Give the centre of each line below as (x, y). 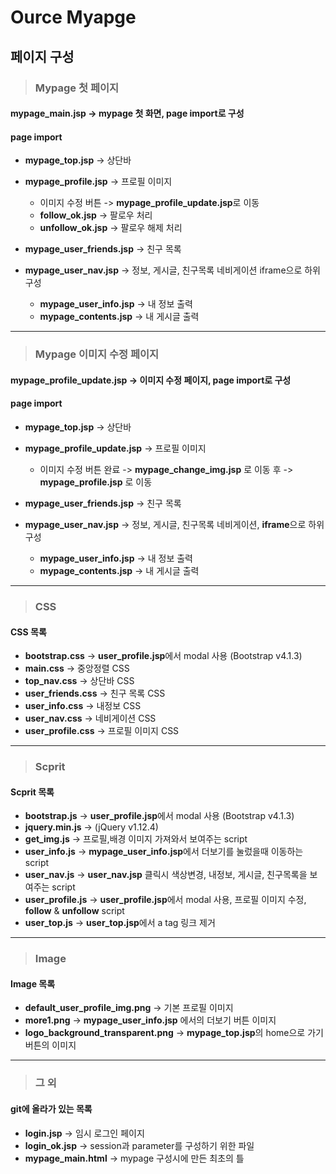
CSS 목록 (28, 632)
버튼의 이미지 (50, 1045)
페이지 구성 (42, 56)
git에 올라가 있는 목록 (51, 1108)
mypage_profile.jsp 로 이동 (96, 482)
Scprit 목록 (32, 792)
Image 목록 (33, 983)
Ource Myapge (73, 17)
